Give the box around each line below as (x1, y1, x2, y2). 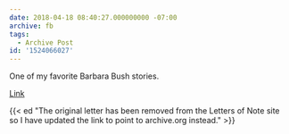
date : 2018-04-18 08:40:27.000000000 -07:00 (9, 13, 178, 22)
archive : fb (9, 21, 54, 30)
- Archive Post (17, 38, 74, 47)
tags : (9, 29, 29, 38)
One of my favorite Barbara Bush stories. (9, 71, 160, 81)
